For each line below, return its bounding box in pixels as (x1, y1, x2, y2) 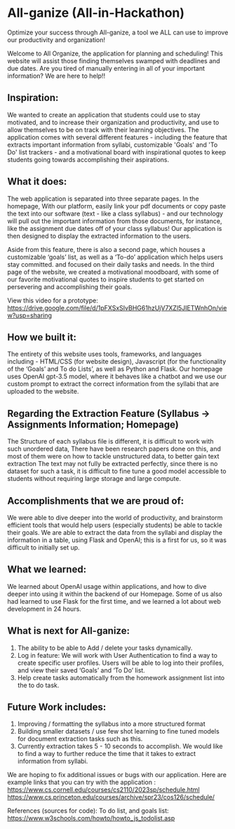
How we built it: (7, 331, 77, 343)
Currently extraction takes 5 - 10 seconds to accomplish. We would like (17, 742, 223, 750)
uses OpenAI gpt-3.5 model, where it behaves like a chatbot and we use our (7, 372, 227, 380)
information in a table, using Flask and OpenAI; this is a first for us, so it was (7, 536, 227, 544)
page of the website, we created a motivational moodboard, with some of (7, 267, 220, 276)
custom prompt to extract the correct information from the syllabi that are (7, 380, 220, 388)
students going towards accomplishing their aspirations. (7, 155, 170, 164)
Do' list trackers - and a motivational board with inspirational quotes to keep (7, 147, 227, 156)
